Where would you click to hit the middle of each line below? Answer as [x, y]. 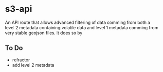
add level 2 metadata [33, 65]
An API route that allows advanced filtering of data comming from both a [78, 22]
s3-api [19, 9]
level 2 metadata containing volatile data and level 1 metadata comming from [82, 27]
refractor [21, 60]
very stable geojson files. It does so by [44, 33]
